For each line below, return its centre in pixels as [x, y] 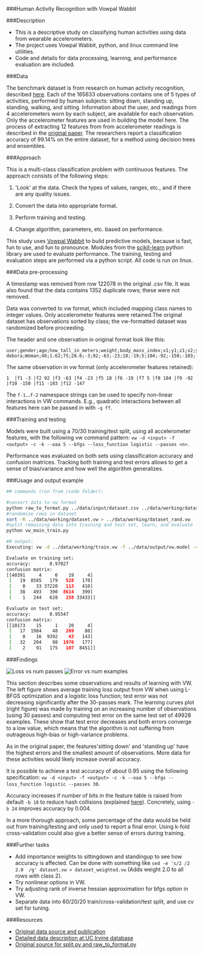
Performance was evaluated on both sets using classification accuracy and [100, 456]
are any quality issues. [43, 194]
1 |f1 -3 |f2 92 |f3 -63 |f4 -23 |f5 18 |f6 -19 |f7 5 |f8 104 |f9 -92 [100, 378]
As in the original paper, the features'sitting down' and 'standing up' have [98, 746]
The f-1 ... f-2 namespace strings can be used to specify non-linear [90, 395]
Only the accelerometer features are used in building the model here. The [98, 120]
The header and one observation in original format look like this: [86, 339]
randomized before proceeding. [46, 328]
